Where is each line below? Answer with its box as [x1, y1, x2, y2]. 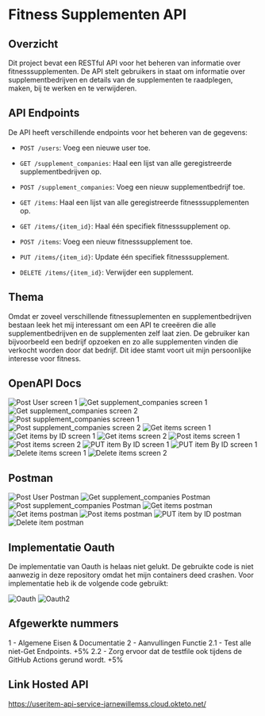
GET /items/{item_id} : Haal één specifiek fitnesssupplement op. [19, 221, 231, 231]
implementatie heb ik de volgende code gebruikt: [8, 579, 169, 588]
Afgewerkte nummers [8, 617, 119, 630]
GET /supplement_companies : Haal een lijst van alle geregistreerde [19, 158, 232, 167]
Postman [8, 471, 54, 485]
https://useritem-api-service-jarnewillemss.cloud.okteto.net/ [8, 699, 206, 708]
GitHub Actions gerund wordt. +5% [8, 655, 124, 664]
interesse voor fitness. [8, 353, 82, 363]
